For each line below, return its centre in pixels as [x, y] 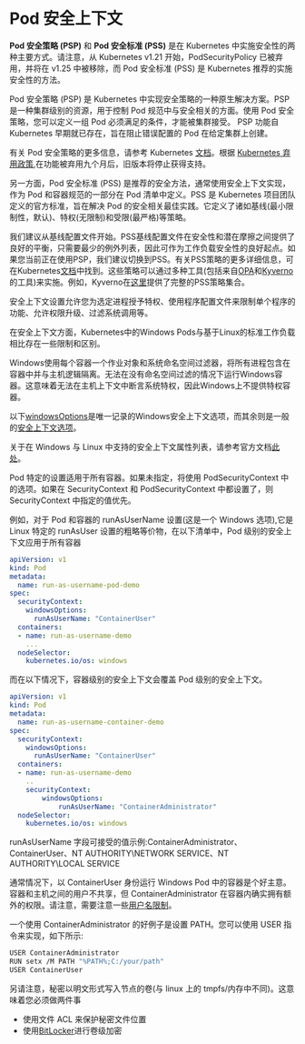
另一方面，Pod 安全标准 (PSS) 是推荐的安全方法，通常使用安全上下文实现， [150, 183]
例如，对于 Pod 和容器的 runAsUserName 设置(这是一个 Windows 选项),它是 [151, 519]
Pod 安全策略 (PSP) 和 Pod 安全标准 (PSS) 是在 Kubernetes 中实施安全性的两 [152, 45]
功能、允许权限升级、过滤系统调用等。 [81, 312]
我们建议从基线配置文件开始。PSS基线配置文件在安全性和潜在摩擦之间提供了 [152, 236]
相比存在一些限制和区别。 [57, 343]
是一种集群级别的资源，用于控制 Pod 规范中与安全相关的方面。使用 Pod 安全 [152, 110]
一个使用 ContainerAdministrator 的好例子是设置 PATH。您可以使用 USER [146, 925]
